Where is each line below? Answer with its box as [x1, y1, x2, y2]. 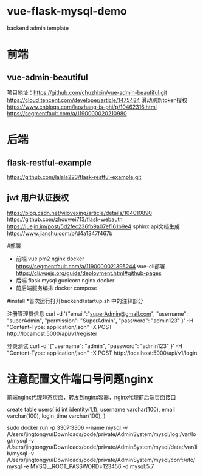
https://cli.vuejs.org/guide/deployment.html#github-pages [15, 269, 162, 277]
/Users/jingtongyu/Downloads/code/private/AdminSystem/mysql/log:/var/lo [7, 430, 196, 438]
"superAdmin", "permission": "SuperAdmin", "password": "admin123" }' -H [7, 317, 193, 324]
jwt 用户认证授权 [7, 192, 69, 203]
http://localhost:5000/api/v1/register [7, 330, 98, 337]
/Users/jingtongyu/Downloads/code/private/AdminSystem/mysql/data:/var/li [7, 443, 198, 450]
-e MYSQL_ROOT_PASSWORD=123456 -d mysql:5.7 [23, 463, 154, 470]
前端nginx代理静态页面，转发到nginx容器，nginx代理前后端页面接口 [7, 393, 176, 401]
